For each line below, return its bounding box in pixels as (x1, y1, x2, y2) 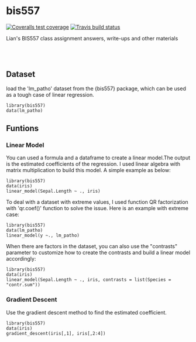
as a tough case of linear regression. (6, 91, 95, 98)
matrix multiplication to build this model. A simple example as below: (6, 167, 171, 174)
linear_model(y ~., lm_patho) (6, 232, 80, 238)
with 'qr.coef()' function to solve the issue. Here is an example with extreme (6, 205, 189, 212)
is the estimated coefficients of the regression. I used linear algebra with (6, 160, 180, 167)
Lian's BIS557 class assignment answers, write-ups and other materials (6, 35, 178, 42)
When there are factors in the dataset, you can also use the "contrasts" (6, 243, 178, 250)
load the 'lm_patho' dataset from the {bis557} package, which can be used (6, 85, 186, 92)
